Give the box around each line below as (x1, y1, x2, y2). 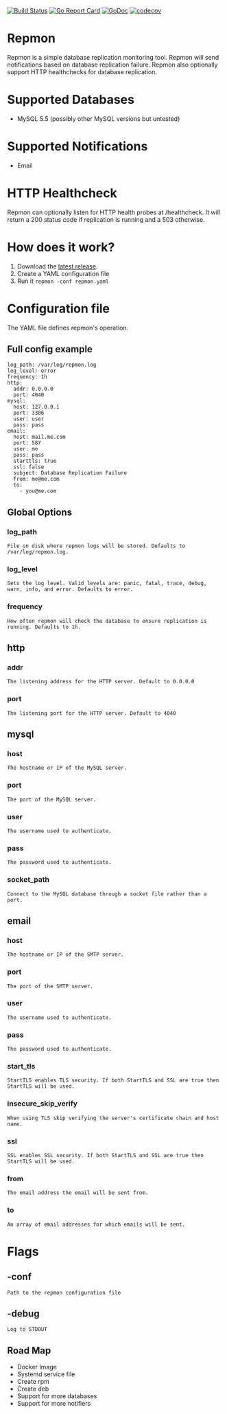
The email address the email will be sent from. (7, 1189, 149, 1196)
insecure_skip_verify (7, 1099, 77, 1108)
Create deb (16, 1384, 49, 1393)
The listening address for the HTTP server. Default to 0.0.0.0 (7, 679, 195, 685)
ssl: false (13, 464, 45, 470)
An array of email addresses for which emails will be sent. (7, 1221, 186, 1228)
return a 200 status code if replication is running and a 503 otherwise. (7, 215, 205, 223)
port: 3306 (13, 409, 45, 417)
